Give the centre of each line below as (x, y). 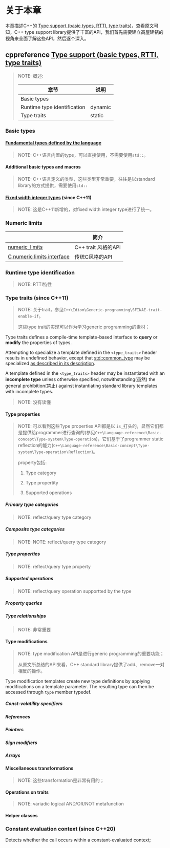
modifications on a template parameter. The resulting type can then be (80, 686)
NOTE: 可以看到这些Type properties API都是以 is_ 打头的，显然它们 (89, 426)
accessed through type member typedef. (48, 692)
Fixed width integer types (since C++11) (48, 197)
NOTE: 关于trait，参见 (41, 310)
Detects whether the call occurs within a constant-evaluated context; (78, 840)
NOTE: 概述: (30, 76)
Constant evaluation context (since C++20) (60, 829)
